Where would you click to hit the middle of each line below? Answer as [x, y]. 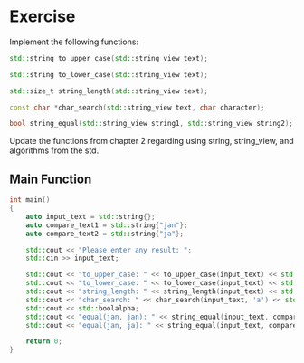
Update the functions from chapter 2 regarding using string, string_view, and [152, 141]
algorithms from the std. [54, 150]
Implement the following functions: [74, 42]
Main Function [51, 179]
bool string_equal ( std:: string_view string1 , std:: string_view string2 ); [152, 124]
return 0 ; [44, 341]
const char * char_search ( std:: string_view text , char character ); [137, 107]
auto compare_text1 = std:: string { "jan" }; [107, 225]
